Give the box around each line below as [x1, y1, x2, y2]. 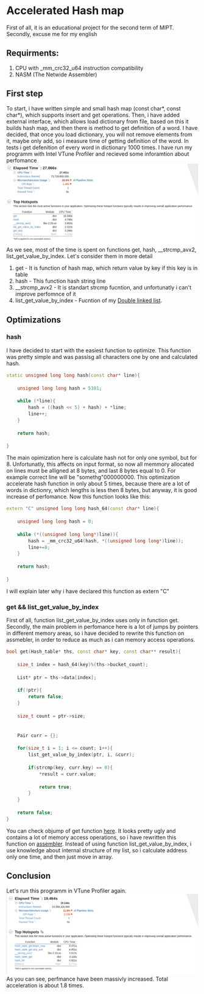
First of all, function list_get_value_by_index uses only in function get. [6, 617, 180, 624]
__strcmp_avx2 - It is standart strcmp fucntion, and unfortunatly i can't [15, 284, 192, 291]
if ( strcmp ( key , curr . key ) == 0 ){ [28, 764, 113, 771]
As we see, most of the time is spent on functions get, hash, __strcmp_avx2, [6, 246, 197, 253]
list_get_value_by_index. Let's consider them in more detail [6, 253, 153, 260]
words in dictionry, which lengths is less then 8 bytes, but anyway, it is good [6, 487, 197, 494]
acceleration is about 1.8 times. [6, 981, 84, 989]
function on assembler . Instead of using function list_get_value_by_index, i [6, 840, 192, 847]
